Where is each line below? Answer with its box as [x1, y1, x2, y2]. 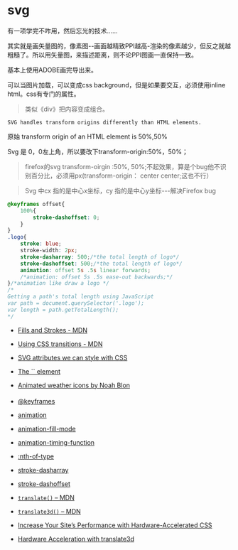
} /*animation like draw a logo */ [7, 280, 110, 287]
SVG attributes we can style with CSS [17, 353, 128, 362]
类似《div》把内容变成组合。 [24, 104, 109, 113]
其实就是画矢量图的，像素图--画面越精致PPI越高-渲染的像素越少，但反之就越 [7, 41, 231, 50]
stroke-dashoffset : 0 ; [33, 214, 100, 221]
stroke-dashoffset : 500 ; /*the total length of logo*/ [20, 260, 183, 267]
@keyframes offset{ [7, 200, 65, 207]
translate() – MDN [17, 493, 75, 502]
